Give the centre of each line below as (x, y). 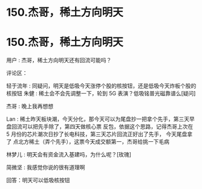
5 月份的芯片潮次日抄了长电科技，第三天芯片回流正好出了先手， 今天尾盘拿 (99, 134)
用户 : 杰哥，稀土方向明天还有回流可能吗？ (59, 60)
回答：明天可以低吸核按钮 (38, 180)
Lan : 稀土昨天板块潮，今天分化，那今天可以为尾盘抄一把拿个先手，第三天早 (100, 119)
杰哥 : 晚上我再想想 (30, 106)
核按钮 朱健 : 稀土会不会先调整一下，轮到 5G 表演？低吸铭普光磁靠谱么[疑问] (101, 94)
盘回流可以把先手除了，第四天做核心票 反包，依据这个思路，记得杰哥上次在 (100, 127)
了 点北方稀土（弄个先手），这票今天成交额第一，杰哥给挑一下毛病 (88, 142)
